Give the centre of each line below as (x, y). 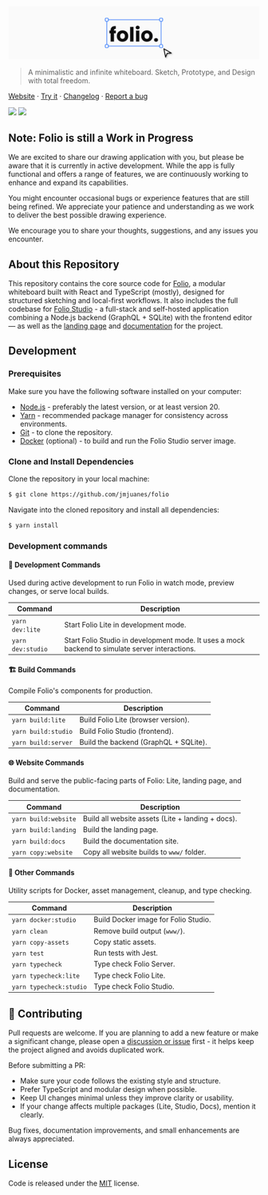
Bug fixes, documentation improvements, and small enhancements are (124, 1130)
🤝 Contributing (45, 1014)
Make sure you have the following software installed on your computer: (125, 391)
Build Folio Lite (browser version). (134, 720)
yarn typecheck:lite (46, 976)
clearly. (32, 1115)
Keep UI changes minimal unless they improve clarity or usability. (127, 1098)
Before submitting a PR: (47, 1066)
